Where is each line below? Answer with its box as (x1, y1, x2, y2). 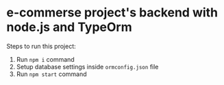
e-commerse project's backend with (6, 5, 219, 21)
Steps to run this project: (6, 42, 76, 50)
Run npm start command (16, 70, 87, 78)
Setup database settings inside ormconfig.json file (16, 62, 159, 71)
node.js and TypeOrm (6, 19, 133, 35)
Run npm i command (16, 55, 75, 63)
